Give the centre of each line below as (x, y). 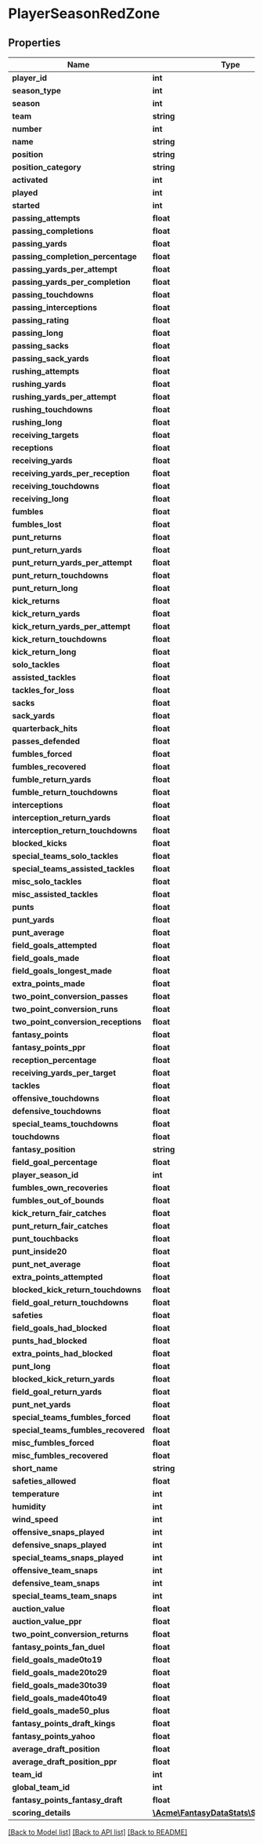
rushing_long (37, 422)
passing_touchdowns (53, 295)
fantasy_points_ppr (49, 1047)
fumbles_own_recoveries (60, 1188)
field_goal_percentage (55, 1162)
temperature (36, 1494)
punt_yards (33, 920)
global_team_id (41, 1787)
